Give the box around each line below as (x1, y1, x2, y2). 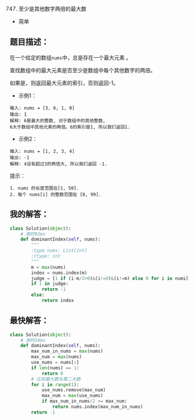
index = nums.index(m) (31, 270, 87, 276)
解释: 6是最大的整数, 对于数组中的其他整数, (10, 118, 106, 123)
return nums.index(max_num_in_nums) (52, 404, 143, 410)
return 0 (41, 370, 64, 376)
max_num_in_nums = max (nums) (31, 348, 104, 354)
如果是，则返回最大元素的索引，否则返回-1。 (10, 79, 119, 87)
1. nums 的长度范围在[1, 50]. (10, 185, 79, 191)
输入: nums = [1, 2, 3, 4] (10, 148, 75, 154)
